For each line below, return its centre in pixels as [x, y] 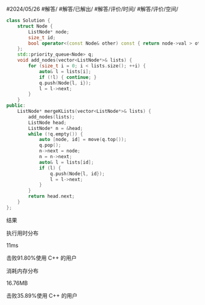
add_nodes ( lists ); [52, 117]
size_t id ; [42, 38]
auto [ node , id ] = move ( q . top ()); [83, 140]
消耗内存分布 [22, 271]
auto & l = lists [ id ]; [67, 162]
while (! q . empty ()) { [56, 134]
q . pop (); [50, 145]
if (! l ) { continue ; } [68, 77]
